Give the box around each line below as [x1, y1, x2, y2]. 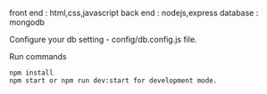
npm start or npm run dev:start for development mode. [9, 76, 218, 85]
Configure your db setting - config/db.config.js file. [9, 35, 198, 44]
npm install [9, 68, 54, 77]
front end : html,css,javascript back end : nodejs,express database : [9, 8, 259, 18]
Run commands [9, 51, 67, 61]
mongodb [9, 17, 46, 27]
